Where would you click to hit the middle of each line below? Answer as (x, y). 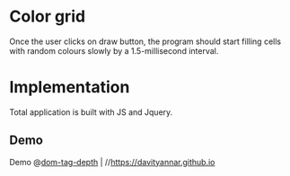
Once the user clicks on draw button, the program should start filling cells (145, 41)
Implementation (70, 88)
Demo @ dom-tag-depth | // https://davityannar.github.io (112, 162)
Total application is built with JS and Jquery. (91, 112)
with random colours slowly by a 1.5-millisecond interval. (114, 50)
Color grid (48, 17)
